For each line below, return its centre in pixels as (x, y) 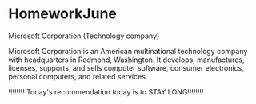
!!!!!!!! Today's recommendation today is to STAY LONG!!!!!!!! (106, 91)
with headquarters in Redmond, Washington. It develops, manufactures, (127, 60)
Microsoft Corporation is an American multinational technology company (128, 51)
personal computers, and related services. (78, 76)
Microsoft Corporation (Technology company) (84, 36)
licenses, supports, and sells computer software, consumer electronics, (126, 67)
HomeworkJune (63, 14)
